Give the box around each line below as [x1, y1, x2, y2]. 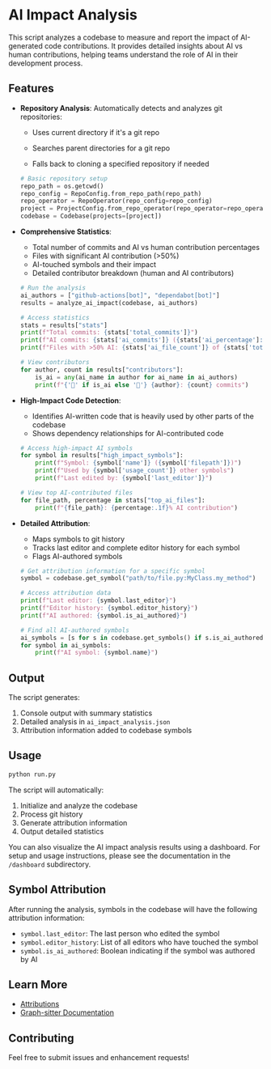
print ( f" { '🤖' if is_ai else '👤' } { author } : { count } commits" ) [35, 380, 249, 389]
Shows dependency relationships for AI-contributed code [32, 428, 224, 438]
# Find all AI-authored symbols [19, 626, 129, 634]
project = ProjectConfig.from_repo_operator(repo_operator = [19, 205, 227, 213]
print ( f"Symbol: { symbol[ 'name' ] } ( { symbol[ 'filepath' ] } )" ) [35, 459, 242, 467]
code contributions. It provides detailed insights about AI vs [44, 40, 243, 50]
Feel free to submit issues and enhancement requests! [8, 1053, 190, 1063]
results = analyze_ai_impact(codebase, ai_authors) [19, 299, 198, 307]
